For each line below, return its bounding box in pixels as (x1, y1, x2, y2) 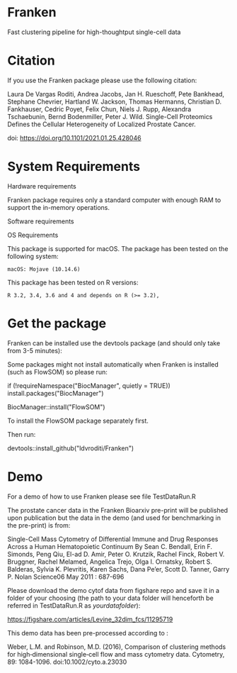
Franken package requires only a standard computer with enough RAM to (7, 196, 221, 204)
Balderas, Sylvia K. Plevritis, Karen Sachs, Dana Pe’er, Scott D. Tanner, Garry (7, 564, 230, 573)
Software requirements (7, 217, 74, 226)
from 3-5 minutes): (7, 346, 62, 355)
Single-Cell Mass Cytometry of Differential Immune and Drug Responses (7, 535, 219, 543)
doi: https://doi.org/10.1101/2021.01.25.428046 (7, 133, 141, 142)
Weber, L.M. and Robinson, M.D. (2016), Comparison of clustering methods (7, 643, 226, 651)
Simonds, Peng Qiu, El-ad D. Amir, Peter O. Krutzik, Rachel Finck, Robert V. (7, 550, 225, 558)
